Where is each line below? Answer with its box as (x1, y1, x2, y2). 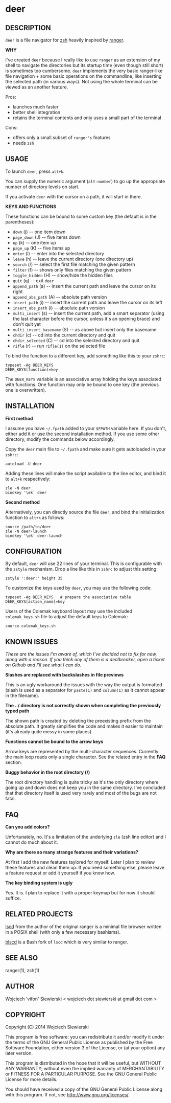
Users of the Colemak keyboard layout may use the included (5, 608, 133, 614)
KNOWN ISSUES (5, 637, 58, 646)
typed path (5, 708, 30, 714)
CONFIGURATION (5, 547, 62, 556)
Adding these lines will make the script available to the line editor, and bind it (5, 470, 166, 476)
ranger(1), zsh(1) (5, 967, 40, 973)
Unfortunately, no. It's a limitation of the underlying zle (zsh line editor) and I (5, 834, 166, 840)
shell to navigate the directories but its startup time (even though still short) (5, 62, 163, 68)
